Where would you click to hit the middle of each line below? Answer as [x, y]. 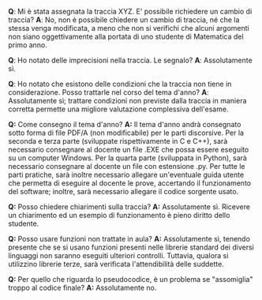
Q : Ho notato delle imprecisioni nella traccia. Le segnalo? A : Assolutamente [130, 60]
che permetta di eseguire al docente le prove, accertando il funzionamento [129, 183]
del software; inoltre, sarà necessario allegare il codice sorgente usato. [124, 191]
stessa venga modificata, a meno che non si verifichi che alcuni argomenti [129, 28]
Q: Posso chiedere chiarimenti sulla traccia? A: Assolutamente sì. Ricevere [129, 207]
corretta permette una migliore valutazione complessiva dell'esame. [118, 109]
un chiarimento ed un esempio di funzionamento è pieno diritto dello [119, 215]
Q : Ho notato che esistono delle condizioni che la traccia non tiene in [120, 84]
